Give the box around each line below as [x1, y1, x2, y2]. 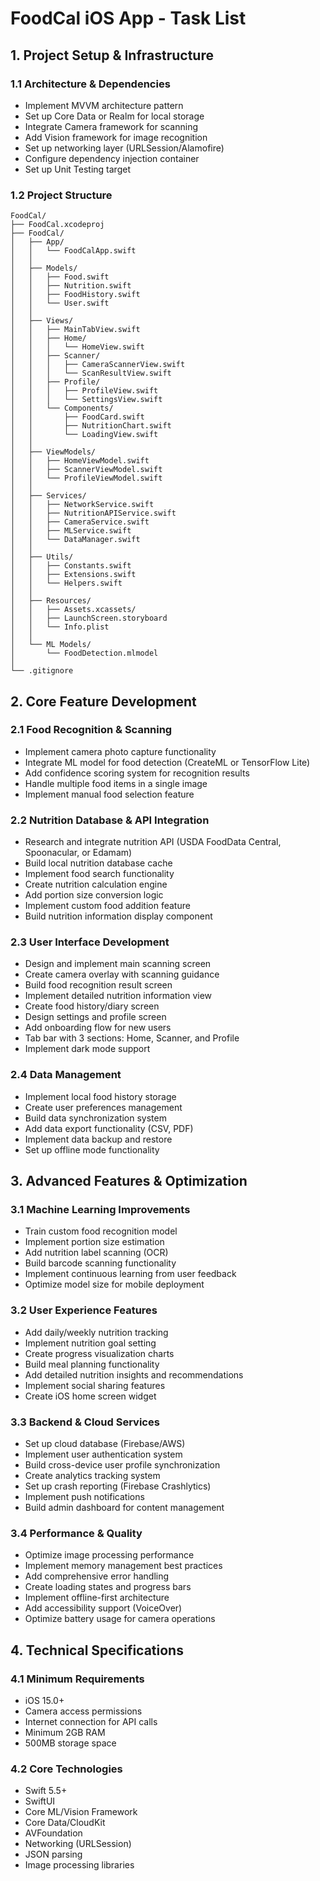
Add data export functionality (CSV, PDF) [24, 1122, 194, 1134]
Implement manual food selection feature [24, 788, 195, 800]
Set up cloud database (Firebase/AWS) [24, 1438, 186, 1450]
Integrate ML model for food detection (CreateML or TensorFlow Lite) [24, 756, 311, 768]
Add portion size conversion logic [24, 889, 164, 901]
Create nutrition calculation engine [24, 878, 168, 891]
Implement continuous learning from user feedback [24, 1268, 237, 1280]
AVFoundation [24, 1827, 83, 1839]
